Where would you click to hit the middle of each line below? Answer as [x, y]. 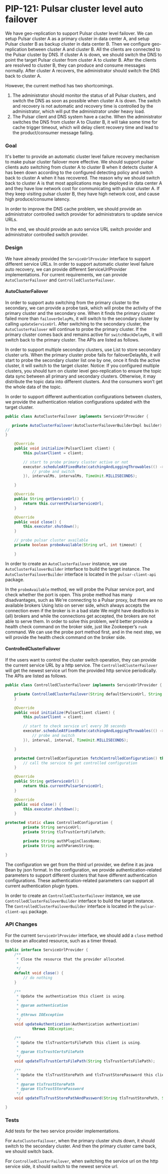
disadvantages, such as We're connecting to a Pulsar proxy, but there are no [84, 600]
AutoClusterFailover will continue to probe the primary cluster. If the [76, 329]
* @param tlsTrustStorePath [45, 1084]
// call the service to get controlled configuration [80, 763]
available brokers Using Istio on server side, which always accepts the [77, 605]
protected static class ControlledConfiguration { [59, 823]
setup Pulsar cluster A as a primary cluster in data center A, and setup [77, 39]
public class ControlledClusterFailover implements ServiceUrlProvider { [84, 685]
